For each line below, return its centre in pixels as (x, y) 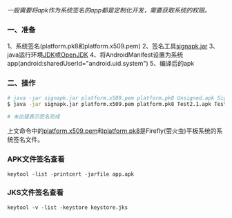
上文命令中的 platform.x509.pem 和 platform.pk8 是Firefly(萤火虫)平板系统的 (112, 131)
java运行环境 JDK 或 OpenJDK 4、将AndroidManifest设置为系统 (95, 55)
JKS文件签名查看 (36, 192)
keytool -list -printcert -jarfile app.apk (71, 174)
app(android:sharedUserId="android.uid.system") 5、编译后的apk (101, 64)
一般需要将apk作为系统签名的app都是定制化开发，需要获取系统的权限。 (109, 10)
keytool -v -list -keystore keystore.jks (68, 207)
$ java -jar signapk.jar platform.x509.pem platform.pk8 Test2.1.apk (109, 105)
